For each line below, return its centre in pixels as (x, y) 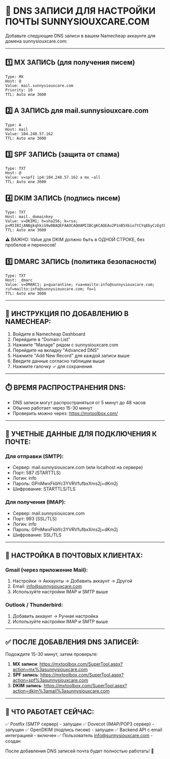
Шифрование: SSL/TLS (37, 535)
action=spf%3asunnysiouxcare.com (50, 680)
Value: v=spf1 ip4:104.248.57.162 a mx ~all (53, 178)
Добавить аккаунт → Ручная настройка (55, 616)
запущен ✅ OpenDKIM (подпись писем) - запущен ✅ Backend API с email (84, 730)
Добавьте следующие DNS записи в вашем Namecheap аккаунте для (80, 36)
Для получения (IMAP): (35, 502)
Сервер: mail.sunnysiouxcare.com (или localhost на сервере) (78, 468)
